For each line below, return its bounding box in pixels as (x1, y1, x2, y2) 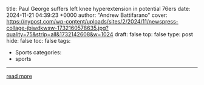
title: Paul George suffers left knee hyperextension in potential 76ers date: (6, 5, 191, 12)
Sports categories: (15, 49, 62, 56)
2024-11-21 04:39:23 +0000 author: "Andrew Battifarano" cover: (6, 11, 168, 19)
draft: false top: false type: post (114, 31, 193, 38)
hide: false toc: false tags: (6, 37, 71, 44)
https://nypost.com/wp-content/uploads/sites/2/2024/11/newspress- (6, 18, 179, 25)
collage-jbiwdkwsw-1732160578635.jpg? (6, 24, 109, 31)
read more (6, 72, 32, 80)
